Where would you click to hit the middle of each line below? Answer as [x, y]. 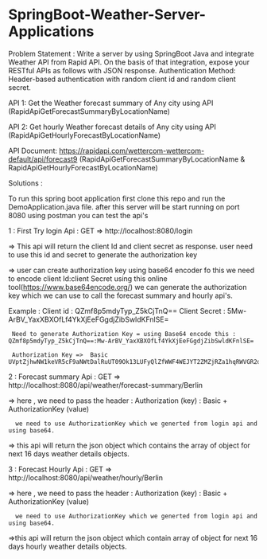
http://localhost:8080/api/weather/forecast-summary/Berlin [106, 385]
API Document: [33, 150]
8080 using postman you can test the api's [78, 215]
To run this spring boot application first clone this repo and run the [117, 198]
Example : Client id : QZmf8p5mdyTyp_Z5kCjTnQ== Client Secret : [117, 311]
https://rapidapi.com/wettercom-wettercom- [132, 150]
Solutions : [26, 183]
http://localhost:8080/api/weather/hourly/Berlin [85, 477]
